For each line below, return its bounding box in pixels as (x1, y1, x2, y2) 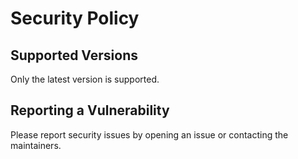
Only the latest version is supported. (10, 73, 160, 85)
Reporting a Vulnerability (10, 102, 170, 119)
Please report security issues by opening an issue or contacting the (10, 128, 289, 141)
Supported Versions (10, 47, 138, 64)
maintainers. (10, 139, 62, 151)
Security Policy (10, 7, 140, 30)
